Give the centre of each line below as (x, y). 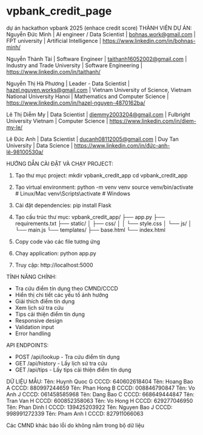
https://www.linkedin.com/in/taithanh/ (54, 71)
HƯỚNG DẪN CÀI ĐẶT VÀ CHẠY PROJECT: (60, 163)
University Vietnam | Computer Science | (57, 121)
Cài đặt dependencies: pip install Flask (63, 205)
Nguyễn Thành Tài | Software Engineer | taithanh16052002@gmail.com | (97, 59)
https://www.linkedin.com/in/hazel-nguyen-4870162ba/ (76, 103)
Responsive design (39, 320)
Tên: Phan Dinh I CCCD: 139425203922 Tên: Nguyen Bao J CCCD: (89, 407)
